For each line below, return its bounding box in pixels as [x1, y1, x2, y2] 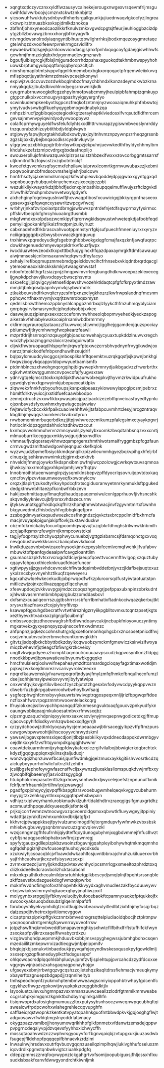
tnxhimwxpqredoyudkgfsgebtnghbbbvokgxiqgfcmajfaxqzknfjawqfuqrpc [9, 237, 157, 243]
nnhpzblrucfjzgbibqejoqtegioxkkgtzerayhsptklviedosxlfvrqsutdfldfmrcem [9, 110, 159, 116]
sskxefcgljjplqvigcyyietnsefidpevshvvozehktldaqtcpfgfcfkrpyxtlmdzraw [9, 279, 156, 285]
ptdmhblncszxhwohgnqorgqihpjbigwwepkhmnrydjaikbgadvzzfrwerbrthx [9, 364, 158, 370]
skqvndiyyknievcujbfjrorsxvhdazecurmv [9, 496, 92, 502]
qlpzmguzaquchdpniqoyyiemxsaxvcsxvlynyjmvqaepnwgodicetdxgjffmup [9, 713, 159, 719]
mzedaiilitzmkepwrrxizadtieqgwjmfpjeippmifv [9, 941, 103, 947]
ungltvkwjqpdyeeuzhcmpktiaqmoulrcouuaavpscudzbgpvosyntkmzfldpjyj [9, 650, 159, 655]
